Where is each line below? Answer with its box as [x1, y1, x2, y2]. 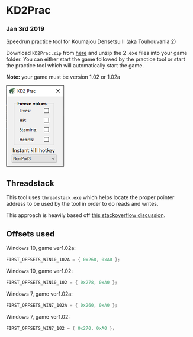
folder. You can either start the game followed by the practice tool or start [6, 56, 185, 63]
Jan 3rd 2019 [6, 25, 45, 33]
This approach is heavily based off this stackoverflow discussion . [6, 212, 166, 219]
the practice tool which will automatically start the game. [6, 62, 144, 69]
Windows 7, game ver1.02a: [6, 290, 73, 297]
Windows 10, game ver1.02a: [6, 245, 76, 252]
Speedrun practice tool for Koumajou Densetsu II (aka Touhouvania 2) [6, 38, 176, 45]
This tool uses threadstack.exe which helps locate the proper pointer [6, 194, 175, 201]
